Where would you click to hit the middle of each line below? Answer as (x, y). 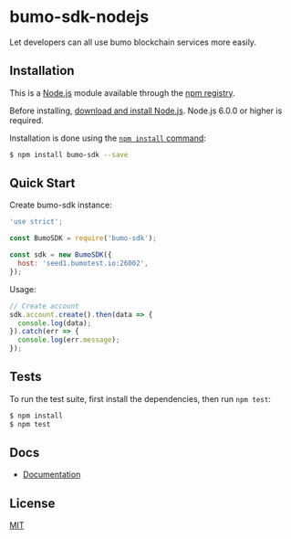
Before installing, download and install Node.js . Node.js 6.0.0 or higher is (146, 111)
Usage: (23, 289)
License (32, 503)
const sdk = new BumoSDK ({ (61, 255)
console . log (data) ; (55, 323)
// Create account (44, 306)
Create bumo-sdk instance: (61, 205)
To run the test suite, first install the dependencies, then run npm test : (140, 398)
